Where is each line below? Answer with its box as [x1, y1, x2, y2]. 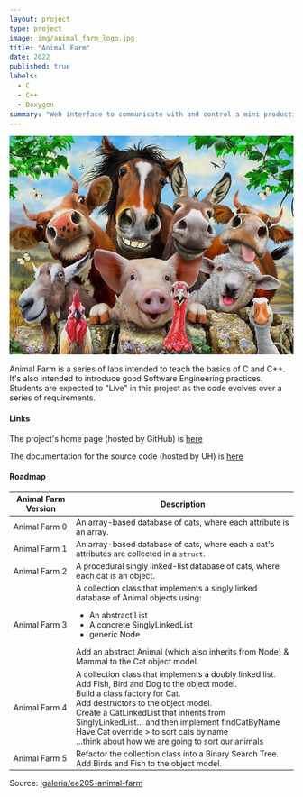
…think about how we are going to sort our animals [76, 736, 264, 747]
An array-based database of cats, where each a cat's [76, 538, 275, 549]
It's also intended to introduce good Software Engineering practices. [9, 373, 263, 384]
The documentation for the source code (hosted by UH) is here [9, 451, 243, 462]
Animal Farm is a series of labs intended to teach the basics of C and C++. [9, 363, 286, 374]
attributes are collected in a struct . [76, 548, 206, 559]
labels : [9, 72, 39, 81]
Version [25, 503, 56, 514]
